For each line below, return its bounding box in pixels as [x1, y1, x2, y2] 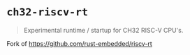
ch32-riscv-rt [6, 6, 89, 19]
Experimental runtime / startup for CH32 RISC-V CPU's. [23, 26, 184, 34]
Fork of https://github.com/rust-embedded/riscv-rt [6, 39, 153, 47]
